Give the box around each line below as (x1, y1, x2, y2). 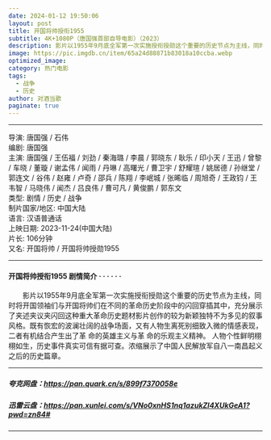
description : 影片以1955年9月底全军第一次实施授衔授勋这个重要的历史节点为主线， (8, 42, 254, 50)
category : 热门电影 (8, 65, 69, 73)
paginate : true (8, 102, 60, 110)
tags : (8, 72, 27, 80)
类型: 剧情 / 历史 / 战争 (8, 193, 82, 203)
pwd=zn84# (8, 409, 51, 420)
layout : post (8, 19, 52, 27)
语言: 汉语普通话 (8, 213, 62, 223)
